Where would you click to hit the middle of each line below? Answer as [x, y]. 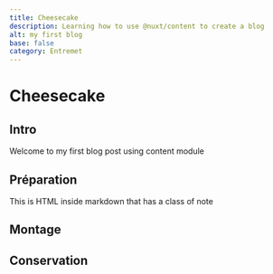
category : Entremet [46, 52]
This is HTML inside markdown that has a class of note [112, 201]
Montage [35, 230]
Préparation [43, 180]
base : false [32, 43]
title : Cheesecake [44, 18]
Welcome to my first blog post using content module [107, 151]
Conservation [49, 260]
